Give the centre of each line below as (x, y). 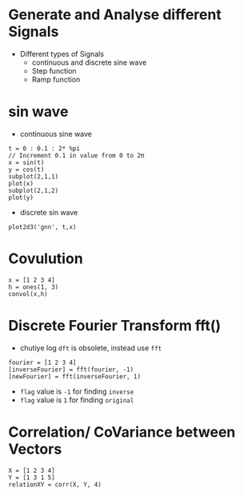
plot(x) (21, 183)
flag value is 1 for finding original (77, 400)
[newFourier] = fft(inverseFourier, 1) (75, 376)
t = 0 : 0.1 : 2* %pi (44, 148)
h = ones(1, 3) (34, 287)
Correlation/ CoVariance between (122, 432)
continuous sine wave (56, 134)
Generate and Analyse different (115, 15)
